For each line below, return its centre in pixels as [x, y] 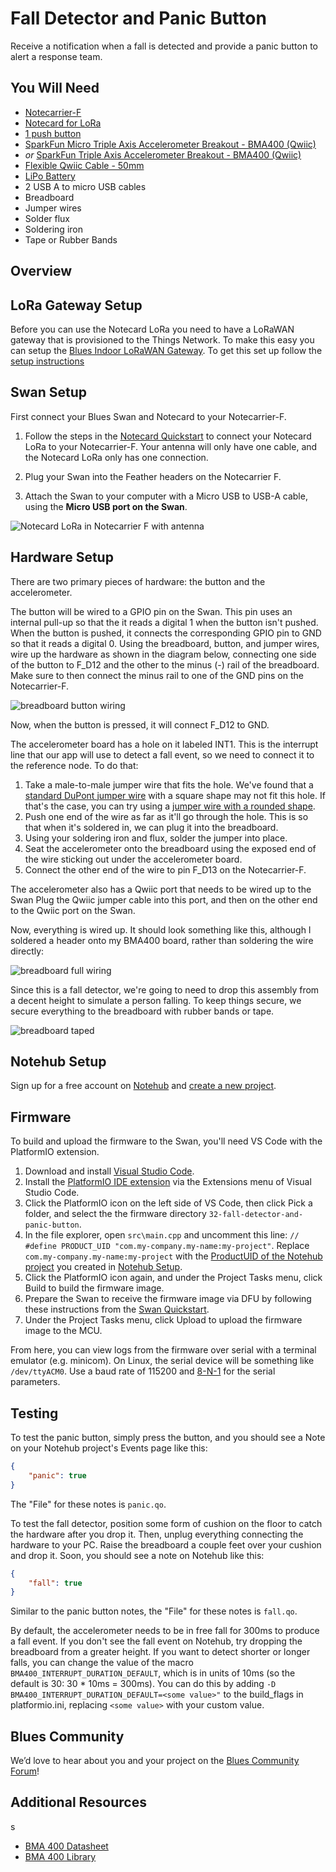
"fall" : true [55, 1583]
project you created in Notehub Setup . [103, 1267]
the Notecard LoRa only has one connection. [116, 457]
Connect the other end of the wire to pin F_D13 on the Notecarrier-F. [165, 869]
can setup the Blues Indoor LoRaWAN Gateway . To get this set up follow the [166, 350]
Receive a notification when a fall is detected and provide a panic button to [164, 46]
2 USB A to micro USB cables [85, 186]
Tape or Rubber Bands [71, 239]
